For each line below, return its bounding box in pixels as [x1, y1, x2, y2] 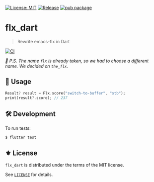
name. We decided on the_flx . [5, 63, 69, 69]
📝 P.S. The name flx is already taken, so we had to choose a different [5, 58, 149, 64]
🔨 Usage [5, 78, 31, 86]
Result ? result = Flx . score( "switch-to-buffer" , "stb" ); [5, 91, 126, 95]
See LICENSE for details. [5, 172, 53, 178]
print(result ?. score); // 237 [5, 95, 68, 100]
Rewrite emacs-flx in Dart [17, 38, 70, 44]
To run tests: [5, 125, 31, 131]
